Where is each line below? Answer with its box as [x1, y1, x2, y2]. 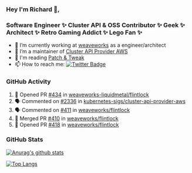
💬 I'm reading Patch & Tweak [14, 54, 85, 61]
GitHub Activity [6, 77, 51, 86]
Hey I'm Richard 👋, [6, 5, 60, 13]
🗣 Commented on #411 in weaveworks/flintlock [14, 106, 130, 113]
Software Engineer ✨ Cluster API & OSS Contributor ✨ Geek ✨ [6, 21, 185, 29]
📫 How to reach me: [14, 61, 65, 68]
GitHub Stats [6, 135, 43, 144]
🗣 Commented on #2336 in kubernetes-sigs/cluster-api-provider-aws [14, 97, 186, 104]
